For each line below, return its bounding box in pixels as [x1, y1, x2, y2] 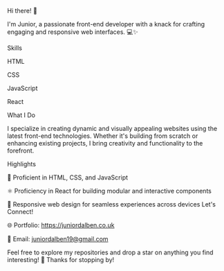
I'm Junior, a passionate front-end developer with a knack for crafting [7, 20, 205, 28]
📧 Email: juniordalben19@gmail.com [7, 235, 109, 243]
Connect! [7, 208, 33, 216]
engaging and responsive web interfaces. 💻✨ [7, 28, 138, 36]
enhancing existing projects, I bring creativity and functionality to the [7, 139, 203, 147]
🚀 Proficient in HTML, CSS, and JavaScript [7, 173, 129, 182]
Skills [7, 44, 23, 52]
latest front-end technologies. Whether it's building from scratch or [7, 132, 198, 140]
